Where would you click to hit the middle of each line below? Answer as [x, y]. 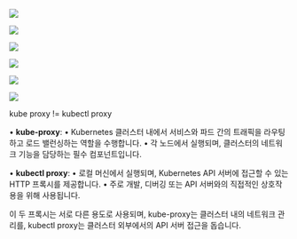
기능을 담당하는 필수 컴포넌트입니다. [80, 154]
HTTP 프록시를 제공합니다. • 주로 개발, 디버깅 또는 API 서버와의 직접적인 [134, 184]
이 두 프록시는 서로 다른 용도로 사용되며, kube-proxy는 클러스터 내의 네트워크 [143, 214]
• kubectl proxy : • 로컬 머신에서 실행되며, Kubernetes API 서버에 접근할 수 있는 [149, 173]
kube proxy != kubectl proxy [61, 114]
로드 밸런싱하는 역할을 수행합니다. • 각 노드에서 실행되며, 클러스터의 [142, 143]
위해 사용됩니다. [53, 195]
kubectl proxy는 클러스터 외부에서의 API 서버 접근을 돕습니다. [135, 225]
